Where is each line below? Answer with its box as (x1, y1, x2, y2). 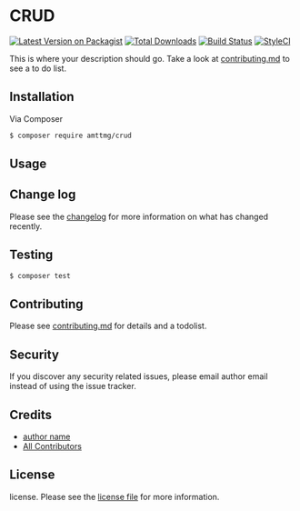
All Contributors (22, 440, 82, 451)
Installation (9, 89, 75, 105)
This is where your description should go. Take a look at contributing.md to (9, 53, 291, 64)
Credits (9, 406, 53, 423)
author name (22, 431, 71, 442)
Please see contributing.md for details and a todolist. (9, 320, 207, 332)
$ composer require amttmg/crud (9, 131, 132, 140)
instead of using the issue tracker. (9, 381, 136, 392)
